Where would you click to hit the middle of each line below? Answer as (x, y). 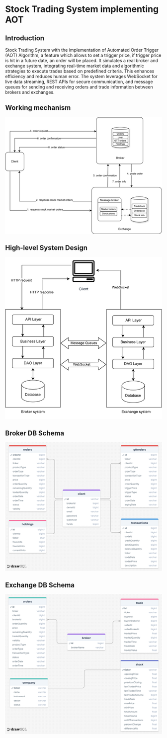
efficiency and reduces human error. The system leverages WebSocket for (82, 76)
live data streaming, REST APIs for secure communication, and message (79, 82)
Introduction (25, 38)
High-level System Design (46, 248)
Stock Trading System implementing (82, 9)
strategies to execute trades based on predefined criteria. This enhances (80, 71)
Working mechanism (38, 108)
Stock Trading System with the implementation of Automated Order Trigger (82, 50)
